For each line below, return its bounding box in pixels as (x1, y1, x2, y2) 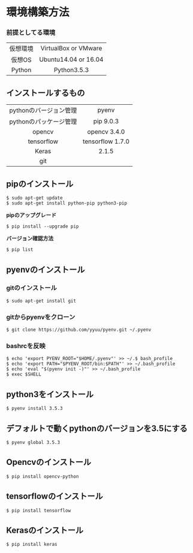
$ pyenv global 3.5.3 (6, 440, 61, 446)
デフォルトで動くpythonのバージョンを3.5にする (6, 423, 188, 433)
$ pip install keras (6, 542, 58, 548)
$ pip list (6, 247, 34, 253)
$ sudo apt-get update (6, 195, 63, 201)
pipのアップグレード (6, 211, 57, 219)
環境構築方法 (6, 5, 70, 19)
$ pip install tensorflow (6, 507, 71, 513)
